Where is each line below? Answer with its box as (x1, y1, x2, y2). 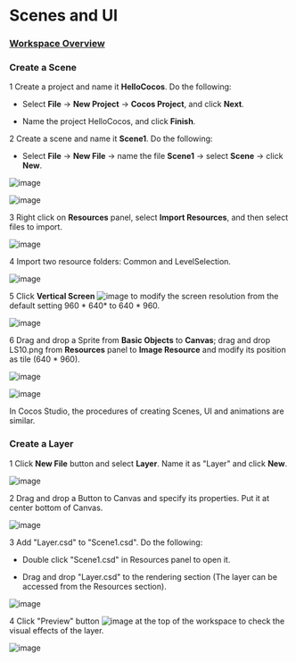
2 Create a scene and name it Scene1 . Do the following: (9, 133, 213, 144)
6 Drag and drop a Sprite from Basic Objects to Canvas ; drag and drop (9, 335, 270, 346)
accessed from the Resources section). (21, 581, 167, 591)
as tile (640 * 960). (9, 354, 80, 365)
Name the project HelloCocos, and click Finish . (21, 116, 196, 127)
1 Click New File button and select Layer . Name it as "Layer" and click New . (9, 457, 288, 469)
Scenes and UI (9, 5, 119, 26)
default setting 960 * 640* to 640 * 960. (9, 300, 160, 311)
